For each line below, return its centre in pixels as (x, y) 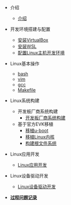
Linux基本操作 (25, 63)
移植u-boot (37, 131)
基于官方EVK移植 (35, 124)
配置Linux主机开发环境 (41, 53)
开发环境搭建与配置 (30, 29)
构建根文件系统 (41, 143)
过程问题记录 (23, 197)
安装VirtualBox (33, 40)
